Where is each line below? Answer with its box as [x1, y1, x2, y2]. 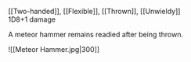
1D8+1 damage [8, 15, 56, 24]
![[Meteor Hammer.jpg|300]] [8, 45, 100, 53]
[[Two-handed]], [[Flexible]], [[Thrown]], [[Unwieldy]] [8, 7, 181, 15]
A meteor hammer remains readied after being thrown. [8, 30, 184, 39]
